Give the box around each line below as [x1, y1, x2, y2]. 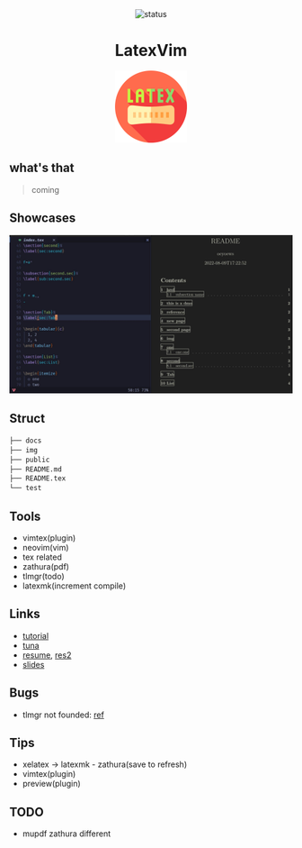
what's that [9, 160, 75, 176]
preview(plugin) [22, 779, 81, 789]
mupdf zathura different [22, 828, 111, 839]
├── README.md [9, 464, 63, 474]
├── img [9, 445, 39, 454]
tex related [22, 552, 63, 562]
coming [31, 184, 60, 195]
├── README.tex [9, 474, 67, 483]
